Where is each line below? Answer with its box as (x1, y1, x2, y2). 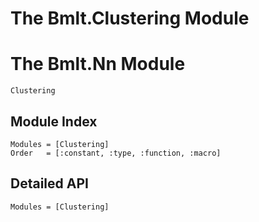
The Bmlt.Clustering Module (10, 7, 250, 30)
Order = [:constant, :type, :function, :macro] (10, 148, 222, 158)
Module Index (10, 113, 98, 130)
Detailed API (10, 175, 89, 192)
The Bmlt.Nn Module (10, 53, 186, 76)
